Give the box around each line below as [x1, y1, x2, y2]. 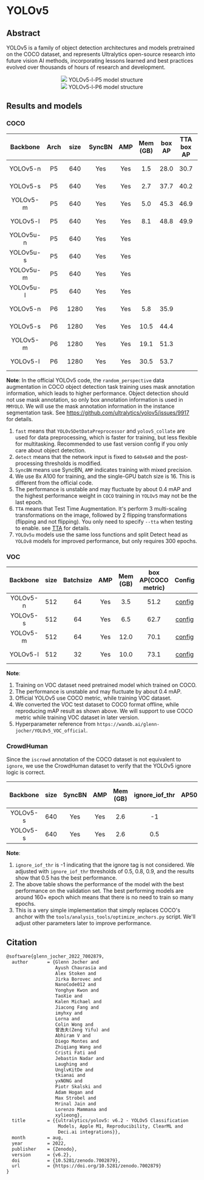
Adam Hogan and [55, 1089, 94, 1096]
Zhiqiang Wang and [55, 1044, 102, 1050]
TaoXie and [55, 993, 83, 1000]
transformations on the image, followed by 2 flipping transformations [15, 511, 187, 519]
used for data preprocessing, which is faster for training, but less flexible [15, 433, 197, 441]
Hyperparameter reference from [15, 720, 96, 727]
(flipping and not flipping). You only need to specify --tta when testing [15, 517, 193, 525]
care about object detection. [15, 446, 86, 454]
